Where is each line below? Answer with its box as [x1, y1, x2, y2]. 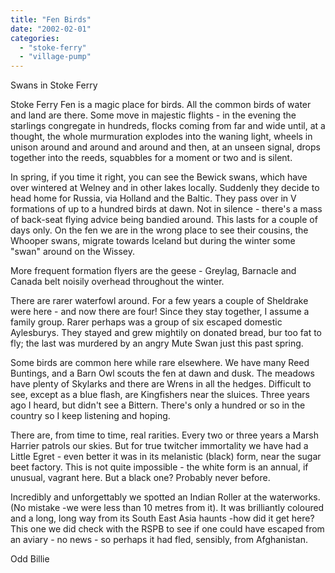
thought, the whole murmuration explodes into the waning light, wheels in [10, 131, 313, 143]
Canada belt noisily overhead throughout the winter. [10, 276, 225, 288]
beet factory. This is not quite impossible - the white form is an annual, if [10, 461, 309, 473]
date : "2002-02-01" [10, 24, 92, 34]
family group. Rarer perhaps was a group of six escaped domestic [10, 316, 283, 328]
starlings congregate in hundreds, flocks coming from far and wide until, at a [10, 120, 326, 132]
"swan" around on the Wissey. [10, 246, 136, 258]
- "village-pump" [19, 52, 92, 62]
